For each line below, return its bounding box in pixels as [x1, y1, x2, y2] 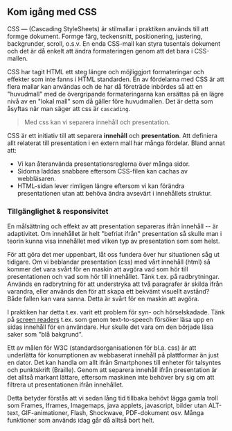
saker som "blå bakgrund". [7, 330, 83, 339]
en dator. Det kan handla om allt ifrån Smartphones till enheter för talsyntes [7, 358, 222, 367]
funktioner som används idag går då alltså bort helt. [7, 416, 154, 425]
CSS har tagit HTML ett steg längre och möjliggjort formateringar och [7, 67, 204, 76]
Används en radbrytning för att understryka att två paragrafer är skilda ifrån [7, 280, 223, 288]
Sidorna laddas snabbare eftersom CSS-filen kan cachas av [17, 167, 188, 175]
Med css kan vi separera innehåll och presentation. [24, 118, 170, 126]
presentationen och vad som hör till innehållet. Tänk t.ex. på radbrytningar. [7, 273, 220, 281]
